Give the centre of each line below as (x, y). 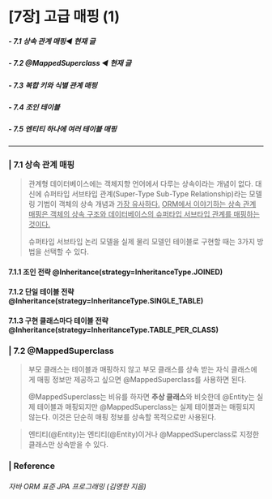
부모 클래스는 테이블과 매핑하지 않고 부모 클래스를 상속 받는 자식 (128, 369)
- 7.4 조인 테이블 (34, 107)
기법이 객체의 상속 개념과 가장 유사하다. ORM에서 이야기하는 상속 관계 (147, 204)
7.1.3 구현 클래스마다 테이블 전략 (59, 320)
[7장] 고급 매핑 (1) (64, 17)
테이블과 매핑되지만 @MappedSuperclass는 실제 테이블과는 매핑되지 (146, 407)
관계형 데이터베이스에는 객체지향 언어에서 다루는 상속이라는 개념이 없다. (140, 183)
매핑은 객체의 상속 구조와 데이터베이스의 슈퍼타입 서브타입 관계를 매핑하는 (144, 214)
